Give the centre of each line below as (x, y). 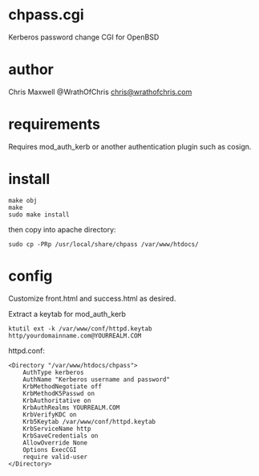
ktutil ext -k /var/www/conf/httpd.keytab (80, 328)
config (30, 276)
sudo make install (39, 215)
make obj (23, 200)
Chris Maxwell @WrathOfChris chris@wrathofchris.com (100, 92)
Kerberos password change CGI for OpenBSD (84, 37)
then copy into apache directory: (62, 229)
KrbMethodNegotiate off (63, 386)
